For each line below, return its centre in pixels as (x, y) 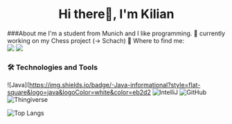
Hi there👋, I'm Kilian (116, 14)
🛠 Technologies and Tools (53, 67)
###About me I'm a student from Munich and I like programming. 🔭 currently (116, 33)
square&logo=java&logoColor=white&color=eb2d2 (79, 92)
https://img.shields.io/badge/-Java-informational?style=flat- (115, 85)
